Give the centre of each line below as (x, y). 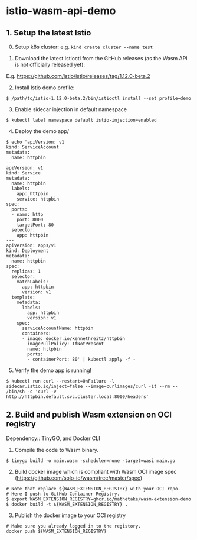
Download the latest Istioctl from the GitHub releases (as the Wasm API (101, 58)
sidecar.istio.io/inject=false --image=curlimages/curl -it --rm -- (92, 386)
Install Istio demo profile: (45, 88)
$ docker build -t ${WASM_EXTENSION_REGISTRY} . (67, 504)
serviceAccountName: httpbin (58, 328)
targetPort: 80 (35, 225)
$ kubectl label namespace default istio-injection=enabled (82, 120)
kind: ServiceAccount (33, 147)
